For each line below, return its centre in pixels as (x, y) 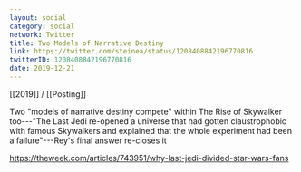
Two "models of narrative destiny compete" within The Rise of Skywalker (146, 111)
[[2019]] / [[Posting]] (48, 94)
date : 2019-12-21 (42, 69)
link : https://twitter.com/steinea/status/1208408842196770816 (131, 52)
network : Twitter (42, 34)
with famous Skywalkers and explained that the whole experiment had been (151, 130)
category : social (42, 26)
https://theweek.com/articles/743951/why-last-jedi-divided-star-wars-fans (149, 158)
